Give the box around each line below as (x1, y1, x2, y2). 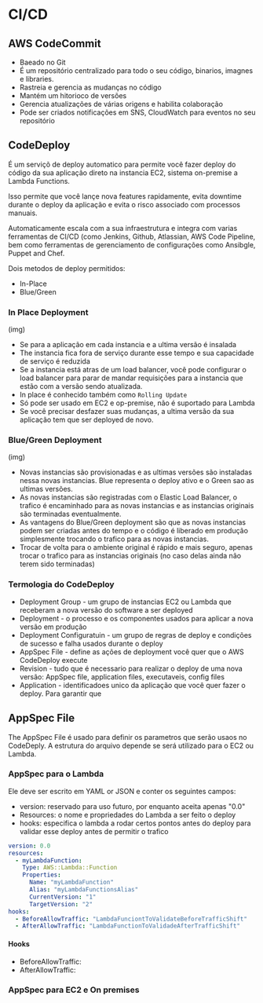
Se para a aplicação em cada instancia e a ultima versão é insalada (19, 340, 237, 350)
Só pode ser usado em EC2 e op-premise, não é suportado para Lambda (19, 398, 255, 408)
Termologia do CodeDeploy (8, 579, 115, 590)
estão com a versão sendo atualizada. (19, 382, 143, 391)
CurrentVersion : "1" (28, 893, 97, 901)
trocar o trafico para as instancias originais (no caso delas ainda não (19, 551, 242, 561)
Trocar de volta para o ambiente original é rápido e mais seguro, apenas (19, 543, 254, 552)
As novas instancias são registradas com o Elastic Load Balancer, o (19, 492, 238, 502)
